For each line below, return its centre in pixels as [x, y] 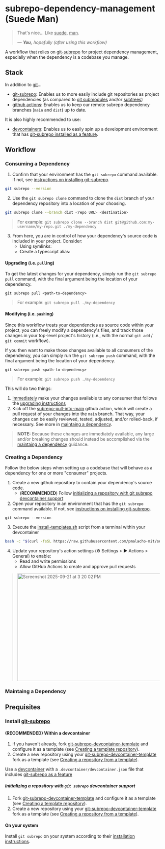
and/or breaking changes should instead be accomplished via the [83, 439]
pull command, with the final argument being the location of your [71, 279]
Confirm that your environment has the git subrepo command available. [85, 174]
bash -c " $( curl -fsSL [28, 541]
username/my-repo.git [39, 227]
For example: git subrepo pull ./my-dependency [66, 303]
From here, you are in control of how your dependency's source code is [85, 236]
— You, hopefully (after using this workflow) [62, 42]
